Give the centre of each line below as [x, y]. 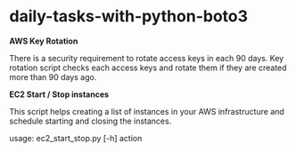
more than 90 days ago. [53, 76]
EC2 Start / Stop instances [59, 94]
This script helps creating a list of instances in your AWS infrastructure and [147, 111]
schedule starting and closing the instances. [90, 121]
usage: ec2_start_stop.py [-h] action [76, 138]
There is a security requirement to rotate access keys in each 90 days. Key [147, 58]
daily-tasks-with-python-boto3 [128, 16]
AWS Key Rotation [44, 41]
